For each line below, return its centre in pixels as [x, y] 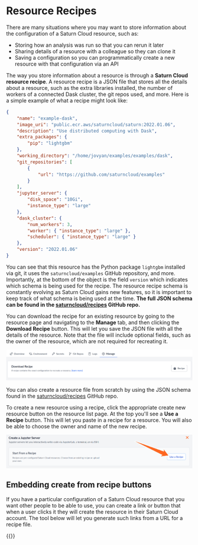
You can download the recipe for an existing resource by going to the [90, 316]
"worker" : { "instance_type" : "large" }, [79, 231]
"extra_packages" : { [42, 137]
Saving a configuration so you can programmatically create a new [95, 57]
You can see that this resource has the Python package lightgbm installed [96, 267]
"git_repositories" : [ [45, 162]
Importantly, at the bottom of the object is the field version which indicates [97, 279]
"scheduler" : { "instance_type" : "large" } [82, 237]
